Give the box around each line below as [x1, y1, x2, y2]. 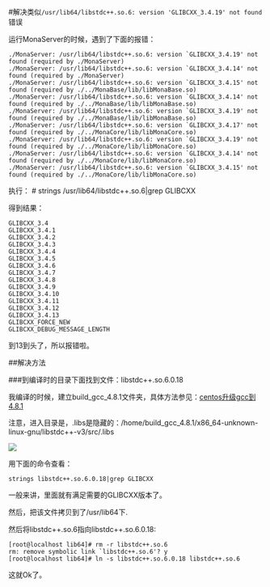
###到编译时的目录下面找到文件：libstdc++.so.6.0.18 [8, 375, 184, 384]
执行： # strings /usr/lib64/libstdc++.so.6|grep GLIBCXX [8, 186, 196, 196]
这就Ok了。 [8, 570, 47, 580]
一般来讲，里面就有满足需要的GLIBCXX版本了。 [8, 490, 167, 500]
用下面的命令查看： [8, 459, 73, 468]
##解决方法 [8, 358, 46, 367]
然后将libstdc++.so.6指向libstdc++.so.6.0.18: [8, 525, 156, 534]
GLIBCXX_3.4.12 [8, 304, 60, 312]
